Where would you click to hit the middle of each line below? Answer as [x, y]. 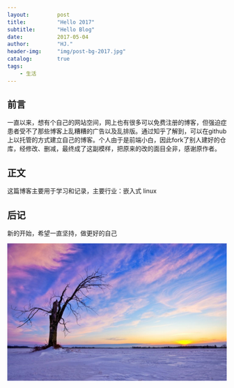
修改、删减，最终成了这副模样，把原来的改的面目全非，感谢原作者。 [123, 149]
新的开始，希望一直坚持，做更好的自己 [62, 233]
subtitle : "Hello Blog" [51, 29]
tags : [15, 66]
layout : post [39, 15]
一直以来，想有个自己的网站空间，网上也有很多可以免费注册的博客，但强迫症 [117, 123]
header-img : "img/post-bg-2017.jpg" [67, 52]
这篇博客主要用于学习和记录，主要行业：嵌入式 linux [82, 191]
